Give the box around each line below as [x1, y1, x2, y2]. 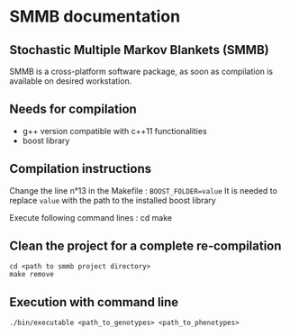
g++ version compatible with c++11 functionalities [22, 125, 207, 136]
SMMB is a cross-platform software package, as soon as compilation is [9, 66, 274, 77]
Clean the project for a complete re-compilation [9, 239, 282, 254]
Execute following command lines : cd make [9, 212, 173, 222]
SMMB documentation [9, 6, 181, 27]
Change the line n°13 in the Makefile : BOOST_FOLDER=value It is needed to [9, 185, 277, 195]
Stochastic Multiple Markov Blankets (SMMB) [9, 42, 269, 58]
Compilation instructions [9, 161, 151, 177]
